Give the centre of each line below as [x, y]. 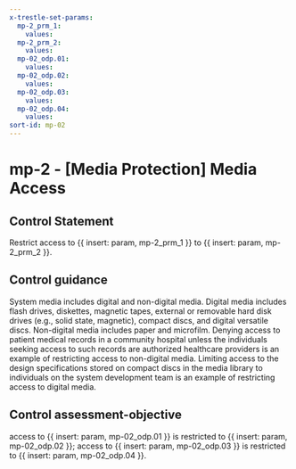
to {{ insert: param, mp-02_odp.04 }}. [78, 455]
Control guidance [59, 280]
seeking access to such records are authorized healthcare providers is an [144, 349]
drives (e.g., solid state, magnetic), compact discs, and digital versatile [139, 320]
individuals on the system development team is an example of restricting [142, 377]
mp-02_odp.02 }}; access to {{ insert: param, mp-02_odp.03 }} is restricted [148, 446]
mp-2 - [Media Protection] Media [133, 169]
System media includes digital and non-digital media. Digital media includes [148, 301]
